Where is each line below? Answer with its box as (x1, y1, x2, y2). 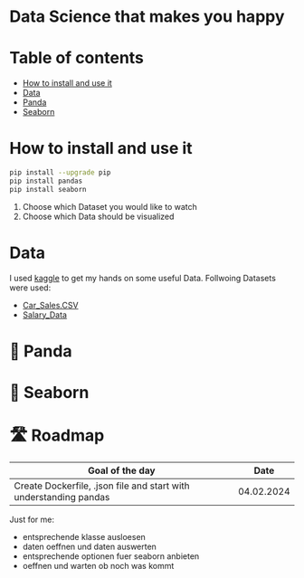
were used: (9, 282, 52, 293)
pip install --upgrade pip (9, 168, 111, 177)
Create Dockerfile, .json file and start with (14, 479, 190, 492)
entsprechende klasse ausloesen (22, 531, 147, 542)
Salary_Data (22, 309, 68, 320)
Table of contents (9, 48, 145, 69)
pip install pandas (9, 176, 83, 185)
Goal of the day (87, 464, 156, 477)
